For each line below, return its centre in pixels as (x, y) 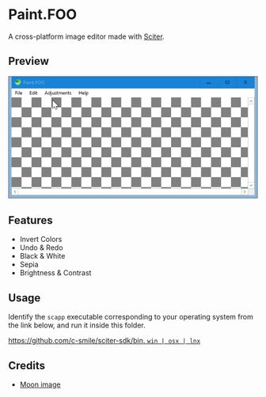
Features (30, 220)
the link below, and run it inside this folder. (77, 325)
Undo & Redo (41, 248)
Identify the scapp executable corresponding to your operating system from (131, 317)
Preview (29, 61)
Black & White (42, 256)
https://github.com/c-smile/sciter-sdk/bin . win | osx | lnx (104, 341)
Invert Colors (41, 240)
